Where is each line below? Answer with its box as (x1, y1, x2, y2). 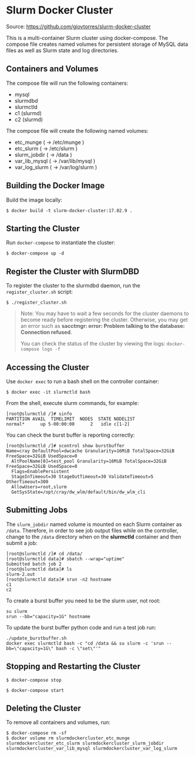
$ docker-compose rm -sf (6, 730, 67, 736)
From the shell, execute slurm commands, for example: (6, 400, 139, 406)
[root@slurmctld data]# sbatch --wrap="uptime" (6, 556, 125, 562)
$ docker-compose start (6, 687, 65, 694)
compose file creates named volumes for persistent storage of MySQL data (6, 41, 189, 48)
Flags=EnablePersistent (11, 468, 69, 474)
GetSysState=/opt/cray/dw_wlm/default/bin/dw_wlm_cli (11, 489, 146, 495)
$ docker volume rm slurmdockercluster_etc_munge (6, 735, 130, 741)
